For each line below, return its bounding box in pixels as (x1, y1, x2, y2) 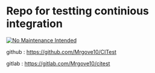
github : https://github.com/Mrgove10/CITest (6, 48, 116, 55)
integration (6, 17, 63, 31)
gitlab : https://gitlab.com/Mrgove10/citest (6, 60, 110, 67)
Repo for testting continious (6, 4, 150, 18)
